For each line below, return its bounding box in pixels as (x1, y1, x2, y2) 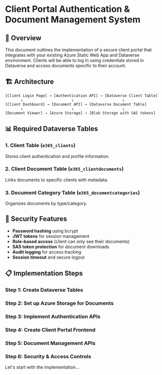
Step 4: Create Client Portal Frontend (5, 326, 96, 333)
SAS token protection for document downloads (12, 244, 110, 250)
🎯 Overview (5, 34, 41, 42)
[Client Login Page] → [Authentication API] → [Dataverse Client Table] (5, 93, 158, 98)
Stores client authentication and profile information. (5, 153, 110, 159)
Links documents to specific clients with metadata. (5, 177, 109, 183)
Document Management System (5, 14, 141, 25)
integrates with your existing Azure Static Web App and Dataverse (5, 52, 140, 58)
